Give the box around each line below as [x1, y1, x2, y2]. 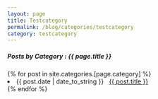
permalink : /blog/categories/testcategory [7, 23, 134, 30]
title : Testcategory [7, 17, 68, 24]
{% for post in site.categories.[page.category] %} [7, 70, 152, 78]
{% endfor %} [7, 85, 48, 93]
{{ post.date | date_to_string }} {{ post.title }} [16, 77, 149, 86]
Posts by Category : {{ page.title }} [7, 52, 111, 60]
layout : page [7, 10, 46, 18]
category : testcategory [7, 30, 78, 37]
